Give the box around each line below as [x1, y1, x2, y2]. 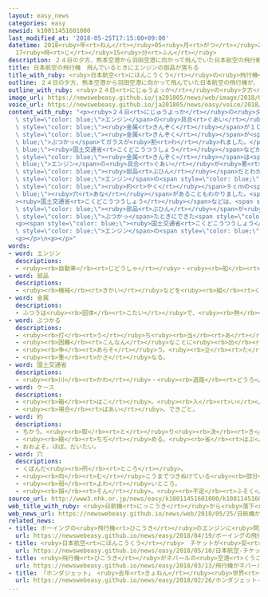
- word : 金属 [8, 294, 49, 302]
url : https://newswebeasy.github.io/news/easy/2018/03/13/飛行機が [15, 561, 239, 570]
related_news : [8, 517, 56, 525]
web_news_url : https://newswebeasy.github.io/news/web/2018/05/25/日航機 [8, 509, 255, 518]
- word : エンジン [8, 249, 61, 257]
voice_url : [8, 101, 45, 109]
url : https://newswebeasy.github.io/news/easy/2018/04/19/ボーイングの [15, 532, 251, 540]
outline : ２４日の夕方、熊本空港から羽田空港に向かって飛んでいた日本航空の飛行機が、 [8, 78, 259, 86]
